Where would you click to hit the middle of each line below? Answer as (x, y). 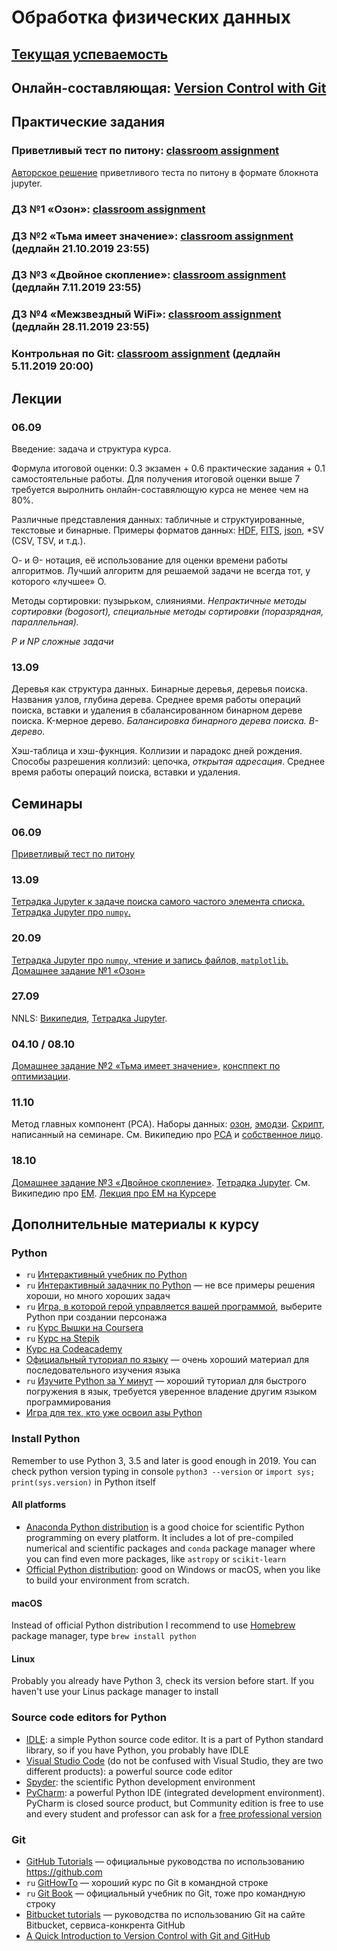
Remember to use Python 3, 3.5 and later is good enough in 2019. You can (164, 1460)
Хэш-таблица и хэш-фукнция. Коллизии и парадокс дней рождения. (157, 751)
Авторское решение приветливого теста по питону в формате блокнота (165, 172)
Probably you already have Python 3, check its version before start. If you (163, 1681)
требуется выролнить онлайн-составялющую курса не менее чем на (160, 489)
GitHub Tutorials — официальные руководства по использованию (165, 1861)
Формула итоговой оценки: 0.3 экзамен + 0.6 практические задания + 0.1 (168, 468)
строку (40, 1903)
